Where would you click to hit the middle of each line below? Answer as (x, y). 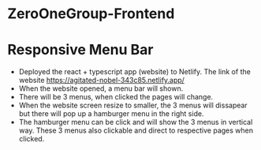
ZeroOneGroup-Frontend (91, 14)
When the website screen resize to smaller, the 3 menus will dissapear (133, 105)
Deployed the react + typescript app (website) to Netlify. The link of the (135, 72)
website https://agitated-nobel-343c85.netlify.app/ (101, 81)
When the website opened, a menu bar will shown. (101, 88)
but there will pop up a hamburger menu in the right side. (111, 114)
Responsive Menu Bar (80, 50)
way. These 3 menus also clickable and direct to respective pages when (136, 130)
